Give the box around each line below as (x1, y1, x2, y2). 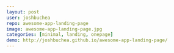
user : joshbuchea (6, 15, 51, 21)
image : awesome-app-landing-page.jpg (6, 26, 103, 32)
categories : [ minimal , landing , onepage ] (6, 32, 114, 38)
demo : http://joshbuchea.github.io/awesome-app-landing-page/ (6, 37, 168, 43)
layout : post (6, 9, 40, 15)
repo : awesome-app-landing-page (6, 20, 89, 26)
